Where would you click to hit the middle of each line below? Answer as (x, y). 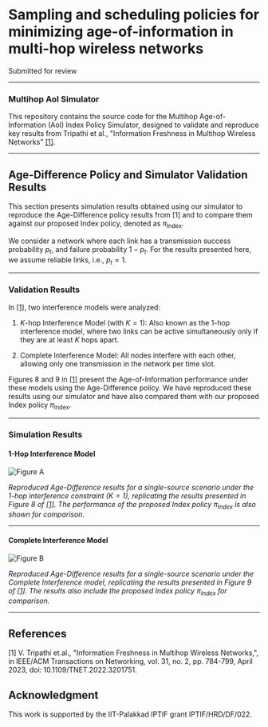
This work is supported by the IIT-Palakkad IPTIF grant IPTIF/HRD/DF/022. (130, 714)
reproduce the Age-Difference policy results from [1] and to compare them (130, 215)
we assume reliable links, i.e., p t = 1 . (67, 260)
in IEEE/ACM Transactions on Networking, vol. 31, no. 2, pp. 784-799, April (130, 661)
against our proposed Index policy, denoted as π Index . (96, 224)
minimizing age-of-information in (121, 32)
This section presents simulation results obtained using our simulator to (126, 206)
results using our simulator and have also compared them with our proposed (134, 396)
